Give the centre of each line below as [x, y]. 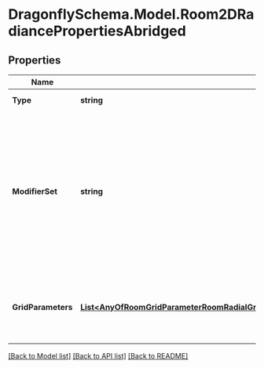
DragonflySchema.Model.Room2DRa [131, 15]
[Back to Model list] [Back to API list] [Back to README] [98, 356]
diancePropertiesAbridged [97, 31]
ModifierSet [35, 191]
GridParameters [42, 307]
